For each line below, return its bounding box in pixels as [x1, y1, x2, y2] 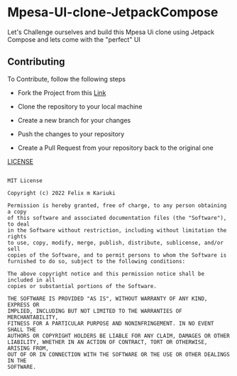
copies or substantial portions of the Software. [7, 282, 158, 289]
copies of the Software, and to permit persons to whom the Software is [7, 251, 227, 259]
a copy [7, 208, 27, 215]
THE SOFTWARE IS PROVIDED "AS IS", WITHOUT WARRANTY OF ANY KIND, [7, 295, 208, 302]
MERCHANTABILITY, [7, 314, 59, 321]
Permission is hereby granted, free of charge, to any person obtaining [7, 201, 227, 209]
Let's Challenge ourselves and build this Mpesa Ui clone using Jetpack [7, 28, 215, 36]
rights [7, 233, 27, 240]
